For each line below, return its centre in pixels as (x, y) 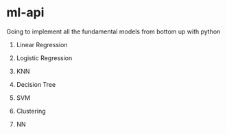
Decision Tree (36, 84)
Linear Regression (42, 44)
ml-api (25, 13)
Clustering (31, 111)
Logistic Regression (44, 58)
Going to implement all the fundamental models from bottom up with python (113, 31)
